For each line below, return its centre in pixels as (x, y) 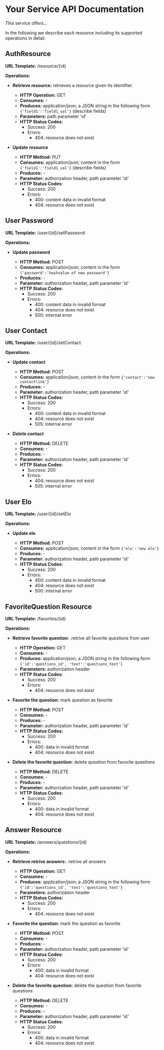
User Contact (26, 331)
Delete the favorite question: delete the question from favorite (77, 985)
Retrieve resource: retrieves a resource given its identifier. (73, 85)
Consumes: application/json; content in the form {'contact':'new (87, 377)
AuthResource (28, 54)
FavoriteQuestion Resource (49, 607)
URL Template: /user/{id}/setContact (43, 343)
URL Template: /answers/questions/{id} (46, 842)
